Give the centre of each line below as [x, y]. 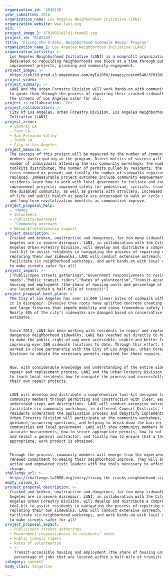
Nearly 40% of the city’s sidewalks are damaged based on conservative [86, 313]
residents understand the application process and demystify [75, 413]
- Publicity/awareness [33, 219]
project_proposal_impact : [32, 524]
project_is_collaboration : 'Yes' [40, 103]
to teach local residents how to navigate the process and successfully [87, 377]
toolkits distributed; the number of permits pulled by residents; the [86, 168]
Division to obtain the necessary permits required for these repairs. [86, 354]
